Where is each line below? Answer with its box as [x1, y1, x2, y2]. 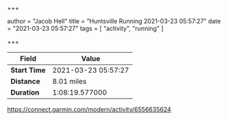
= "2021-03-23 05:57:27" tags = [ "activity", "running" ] [7, 25, 164, 32]
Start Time [10, 66, 46, 75]
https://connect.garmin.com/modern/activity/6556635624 [7, 106, 171, 113]
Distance [10, 77, 40, 86]
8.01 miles [52, 77, 87, 86]
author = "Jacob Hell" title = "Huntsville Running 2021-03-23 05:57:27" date [7, 17, 221, 25]
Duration [10, 88, 40, 97]
